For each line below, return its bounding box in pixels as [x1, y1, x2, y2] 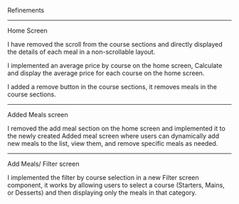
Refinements [7, 6, 45, 14]
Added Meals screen [7, 110, 69, 119]
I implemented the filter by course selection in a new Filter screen [7, 174, 199, 181]
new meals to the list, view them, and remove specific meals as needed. [7, 140, 218, 147]
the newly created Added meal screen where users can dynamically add [7, 132, 219, 140]
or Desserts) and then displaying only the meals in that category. [7, 188, 197, 197]
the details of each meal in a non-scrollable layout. [7, 47, 156, 56]
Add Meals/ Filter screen [7, 159, 80, 168]
